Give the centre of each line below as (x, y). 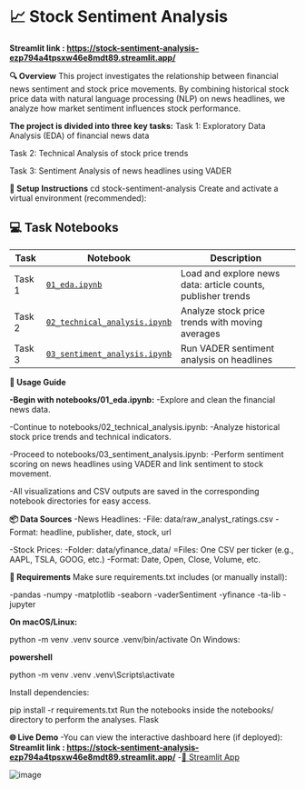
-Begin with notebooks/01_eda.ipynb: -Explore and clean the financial (143, 399)
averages (200, 334)
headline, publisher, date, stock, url (106, 532)
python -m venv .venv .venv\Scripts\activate (92, 674)
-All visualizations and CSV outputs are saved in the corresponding (135, 491)
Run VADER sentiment (227, 348)
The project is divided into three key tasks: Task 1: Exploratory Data (138, 125)
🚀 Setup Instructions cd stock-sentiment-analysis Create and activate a (144, 188)
